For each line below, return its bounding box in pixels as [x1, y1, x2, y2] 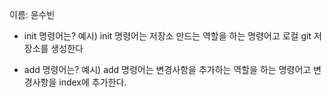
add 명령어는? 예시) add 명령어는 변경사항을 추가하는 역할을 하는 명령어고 [23, 64, 312, 75]
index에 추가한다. [58, 76, 127, 88]
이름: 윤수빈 [9, 9, 56, 20]
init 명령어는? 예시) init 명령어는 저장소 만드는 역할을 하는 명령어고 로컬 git [23, 30, 312, 42]
